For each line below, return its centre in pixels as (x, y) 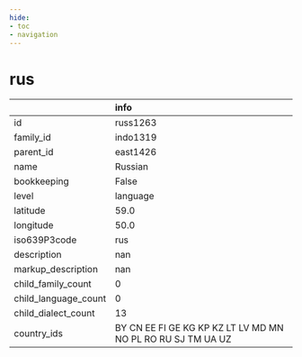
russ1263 (136, 123)
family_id (32, 138)
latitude (30, 211)
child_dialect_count (54, 314)
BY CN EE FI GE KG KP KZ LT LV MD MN (200, 328)
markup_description (56, 270)
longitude (34, 225)
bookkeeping (41, 181)
